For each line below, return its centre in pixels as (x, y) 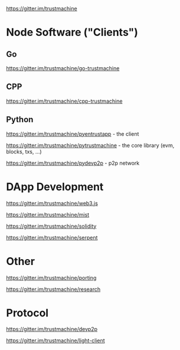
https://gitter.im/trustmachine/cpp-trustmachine (64, 101)
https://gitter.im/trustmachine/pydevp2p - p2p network (73, 163)
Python (20, 120)
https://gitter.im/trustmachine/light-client (55, 341)
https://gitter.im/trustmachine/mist (48, 214)
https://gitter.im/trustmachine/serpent (52, 237)
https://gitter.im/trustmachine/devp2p (52, 329)
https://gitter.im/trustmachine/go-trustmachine (63, 68)
